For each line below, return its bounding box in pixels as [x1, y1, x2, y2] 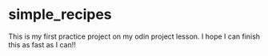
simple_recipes [8, 6, 112, 24]
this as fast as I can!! [8, 39, 76, 49]
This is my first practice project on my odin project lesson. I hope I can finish [8, 32, 261, 41]
